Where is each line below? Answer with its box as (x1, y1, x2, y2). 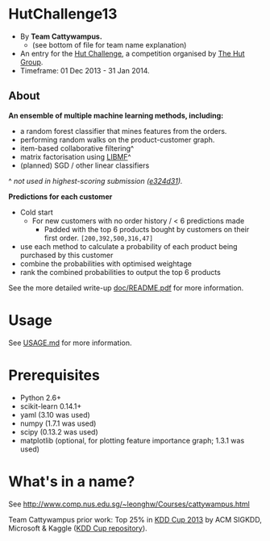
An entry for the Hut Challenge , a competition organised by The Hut (19, 48, 245, 58)
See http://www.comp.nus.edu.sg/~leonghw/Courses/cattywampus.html (8, 499, 250, 509)
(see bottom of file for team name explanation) (31, 40, 187, 49)
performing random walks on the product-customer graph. (19, 135, 215, 144)
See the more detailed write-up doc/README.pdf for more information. (8, 283, 244, 293)
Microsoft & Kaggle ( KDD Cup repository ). (8, 523, 147, 533)
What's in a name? (8, 472, 135, 490)
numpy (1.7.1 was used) (19, 418, 97, 428)
